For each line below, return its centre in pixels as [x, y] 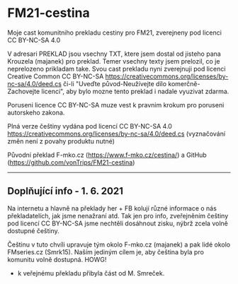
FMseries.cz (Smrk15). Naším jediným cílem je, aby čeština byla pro [106, 252]
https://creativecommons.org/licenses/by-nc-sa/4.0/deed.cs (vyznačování [116, 134]
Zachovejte [24, 91]
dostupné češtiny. [34, 230]
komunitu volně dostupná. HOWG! [57, 259]
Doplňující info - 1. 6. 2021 [66, 191]
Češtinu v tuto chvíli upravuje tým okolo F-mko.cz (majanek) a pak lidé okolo [119, 244]
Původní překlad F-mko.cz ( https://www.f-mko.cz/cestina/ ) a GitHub [107, 155]
